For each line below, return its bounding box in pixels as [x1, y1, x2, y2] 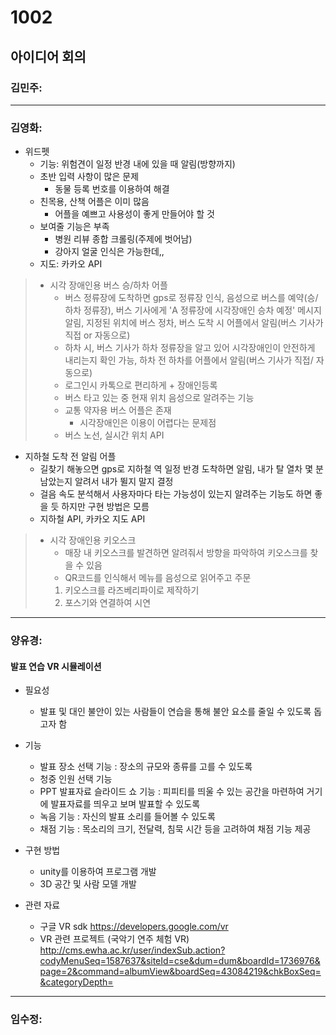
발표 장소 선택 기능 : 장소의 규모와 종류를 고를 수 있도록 [39, 761, 253, 773]
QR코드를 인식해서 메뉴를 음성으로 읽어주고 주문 [64, 572, 252, 584]
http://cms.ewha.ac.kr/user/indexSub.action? [39, 944, 226, 956]
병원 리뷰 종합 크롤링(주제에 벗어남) [54, 233, 193, 245]
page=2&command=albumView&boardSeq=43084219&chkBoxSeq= [39, 966, 322, 978]
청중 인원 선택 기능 [39, 773, 113, 785]
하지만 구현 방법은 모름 [61, 501, 150, 513]
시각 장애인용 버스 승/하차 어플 [49, 279, 168, 291]
